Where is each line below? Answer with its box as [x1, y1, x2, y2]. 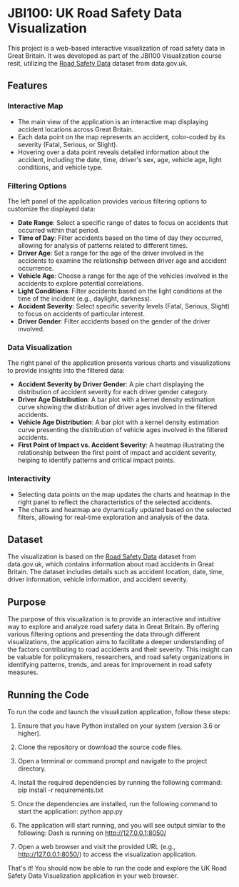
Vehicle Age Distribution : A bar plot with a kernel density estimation [17, 418, 219, 426]
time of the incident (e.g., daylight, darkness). [17, 294, 152, 303]
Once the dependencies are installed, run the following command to [17, 799, 218, 808]
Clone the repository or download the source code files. [17, 743, 183, 751]
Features [7, 80, 48, 92]
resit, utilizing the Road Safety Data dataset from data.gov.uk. [7, 59, 188, 67]
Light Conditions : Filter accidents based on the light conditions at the [17, 286, 223, 295]
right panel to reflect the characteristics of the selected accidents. [17, 498, 213, 506]
